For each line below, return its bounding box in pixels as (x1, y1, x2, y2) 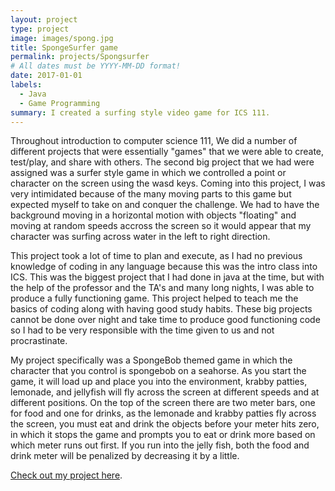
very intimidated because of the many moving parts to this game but (10, 188, 292, 200)
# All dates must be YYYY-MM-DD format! (10, 61, 182, 71)
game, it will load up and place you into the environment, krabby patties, (10, 376, 308, 388)
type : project (10, 24, 70, 34)
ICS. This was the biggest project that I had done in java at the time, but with (10, 271, 325, 283)
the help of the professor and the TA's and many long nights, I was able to (10, 282, 315, 294)
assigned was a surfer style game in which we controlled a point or (10, 167, 287, 179)
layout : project (10, 14, 78, 25)
